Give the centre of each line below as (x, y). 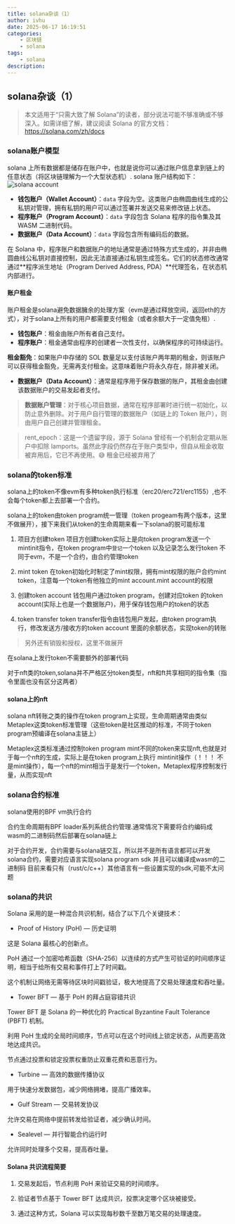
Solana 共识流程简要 (37, 1166)
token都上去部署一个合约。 (65, 500)
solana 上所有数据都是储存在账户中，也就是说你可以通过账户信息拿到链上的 (116, 168)
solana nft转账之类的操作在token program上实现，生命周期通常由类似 (107, 716)
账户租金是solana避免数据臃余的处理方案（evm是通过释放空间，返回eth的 (114, 310)
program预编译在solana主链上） (54, 733)
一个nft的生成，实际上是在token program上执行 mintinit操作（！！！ (117, 757)
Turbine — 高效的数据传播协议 (61, 1075)
